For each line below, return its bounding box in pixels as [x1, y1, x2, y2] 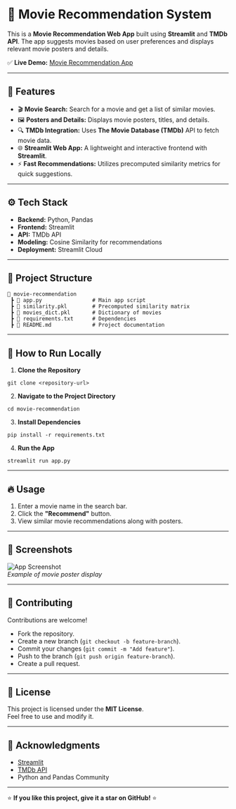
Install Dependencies [17, 418, 81, 427]
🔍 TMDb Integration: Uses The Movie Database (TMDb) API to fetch [17, 126, 220, 134]
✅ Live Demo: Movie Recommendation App [7, 58, 133, 66]
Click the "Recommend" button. [17, 510, 112, 518]
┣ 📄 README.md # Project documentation [10, 322, 165, 329]
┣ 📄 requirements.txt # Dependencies [10, 315, 137, 322]
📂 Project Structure [7, 272, 93, 284]
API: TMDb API [17, 230, 62, 239]
